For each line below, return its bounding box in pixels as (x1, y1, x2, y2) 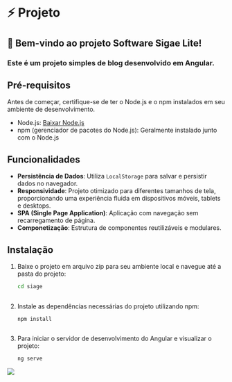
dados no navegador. (17, 179, 78, 188)
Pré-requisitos (7, 79, 71, 91)
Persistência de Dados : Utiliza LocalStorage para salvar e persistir (17, 172, 208, 181)
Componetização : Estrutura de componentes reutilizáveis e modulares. (17, 224, 222, 232)
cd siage (17, 283, 43, 290)
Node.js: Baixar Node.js (17, 119, 84, 127)
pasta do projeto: (17, 269, 66, 278)
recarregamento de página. (17, 216, 96, 225)
